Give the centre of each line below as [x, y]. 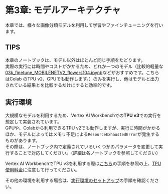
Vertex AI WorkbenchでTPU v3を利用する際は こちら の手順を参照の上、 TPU [83, 163]
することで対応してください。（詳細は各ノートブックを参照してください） [85, 152]
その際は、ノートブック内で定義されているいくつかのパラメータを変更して [82, 146]
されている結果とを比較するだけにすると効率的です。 [60, 85]
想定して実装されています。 [33, 121]
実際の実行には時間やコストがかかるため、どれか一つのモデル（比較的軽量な [84, 66]
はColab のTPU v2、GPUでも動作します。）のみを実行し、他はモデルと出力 [82, 78]
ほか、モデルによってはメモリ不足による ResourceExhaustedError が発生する [82, 134]
